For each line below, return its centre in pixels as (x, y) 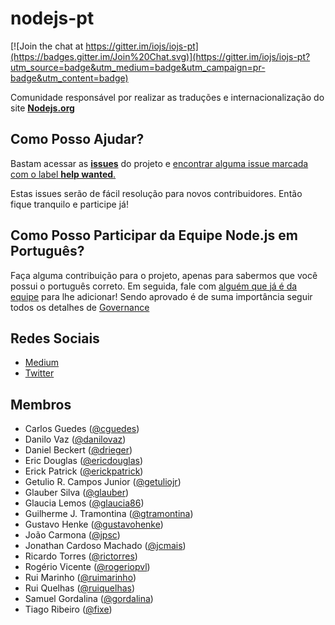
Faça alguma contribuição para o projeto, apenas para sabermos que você (164, 275)
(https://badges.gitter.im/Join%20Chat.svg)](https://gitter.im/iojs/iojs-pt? (160, 56)
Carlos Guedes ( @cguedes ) (82, 429)
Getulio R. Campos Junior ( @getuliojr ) (103, 482)
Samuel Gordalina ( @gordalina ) (89, 599)
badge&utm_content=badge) (69, 78)
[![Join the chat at (47, 46)
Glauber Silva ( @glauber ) (77, 493)
